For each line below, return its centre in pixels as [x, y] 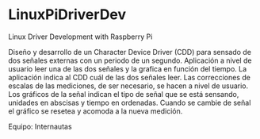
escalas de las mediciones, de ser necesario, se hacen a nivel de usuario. [128, 86]
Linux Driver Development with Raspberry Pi [80, 37]
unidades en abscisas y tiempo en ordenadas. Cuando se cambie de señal [130, 102]
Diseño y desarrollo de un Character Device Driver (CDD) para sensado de [130, 52]
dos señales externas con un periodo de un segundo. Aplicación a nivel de [130, 60]
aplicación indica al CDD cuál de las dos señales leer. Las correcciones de [130, 77]
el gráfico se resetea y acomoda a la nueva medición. [96, 111]
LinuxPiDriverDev [67, 15]
